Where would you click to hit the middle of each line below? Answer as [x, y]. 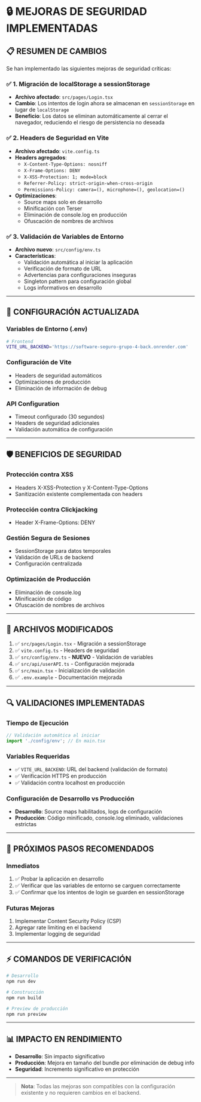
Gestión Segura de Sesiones [48, 538]
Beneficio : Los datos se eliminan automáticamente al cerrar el [92, 116]
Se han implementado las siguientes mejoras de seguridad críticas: [89, 69]
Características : [35, 255]
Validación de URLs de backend [54, 558]
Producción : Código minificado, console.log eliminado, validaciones [99, 818]
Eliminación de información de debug [61, 388]
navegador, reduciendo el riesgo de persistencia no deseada [90, 123]
